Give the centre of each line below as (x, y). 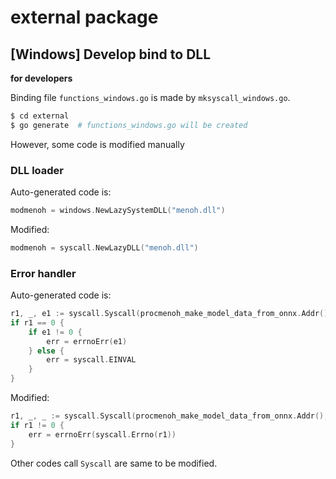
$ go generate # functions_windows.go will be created (129, 125)
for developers (41, 78)
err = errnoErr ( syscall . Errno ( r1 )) (102, 434)
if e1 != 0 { (55, 332)
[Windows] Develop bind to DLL (111, 54)
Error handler (43, 273)
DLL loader (37, 170)
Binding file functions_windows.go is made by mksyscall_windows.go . (150, 97)
